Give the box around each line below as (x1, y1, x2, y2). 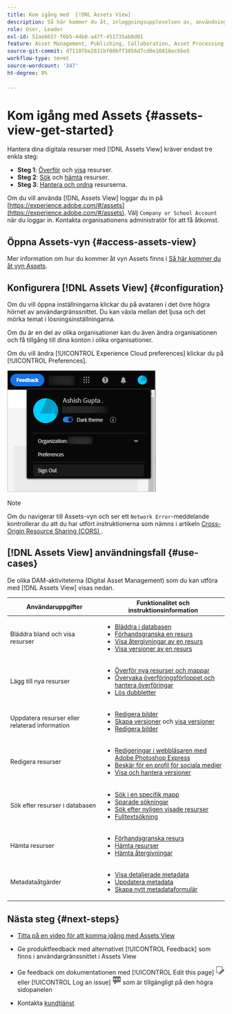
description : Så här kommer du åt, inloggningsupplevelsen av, (7, 18, 193, 26)
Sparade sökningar (115, 797, 169, 806)
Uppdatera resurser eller (10, 714, 80, 722)
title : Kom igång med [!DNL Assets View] (7, 11, 131, 18)
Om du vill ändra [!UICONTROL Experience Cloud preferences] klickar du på (7, 350, 224, 358)
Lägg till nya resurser (10, 677, 70, 685)
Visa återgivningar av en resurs (115, 637, 204, 645)
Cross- (201, 520, 221, 528)
